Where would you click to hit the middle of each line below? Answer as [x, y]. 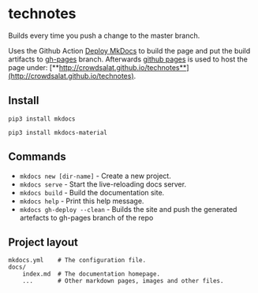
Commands [37, 157]
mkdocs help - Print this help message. [82, 201]
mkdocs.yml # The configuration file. [77, 261]
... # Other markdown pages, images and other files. [123, 281]
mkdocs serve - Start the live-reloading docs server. [103, 184]
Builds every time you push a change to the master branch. [104, 35]
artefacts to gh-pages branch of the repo [86, 217]
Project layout [43, 242]
